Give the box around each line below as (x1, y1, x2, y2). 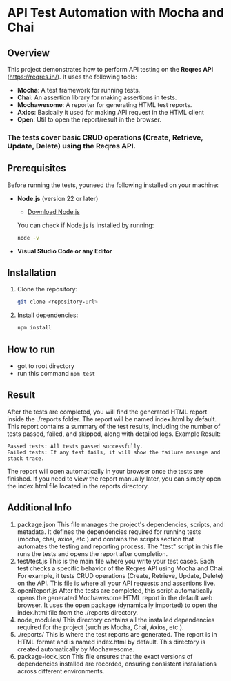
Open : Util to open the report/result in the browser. (17, 115, 162, 124)
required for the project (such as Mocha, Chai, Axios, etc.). (17, 623, 184, 631)
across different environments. (17, 666, 105, 675)
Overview (7, 47, 50, 59)
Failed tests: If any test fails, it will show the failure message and (7, 449, 221, 456)
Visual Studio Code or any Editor (17, 247, 112, 255)
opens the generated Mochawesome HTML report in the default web (17, 593, 213, 602)
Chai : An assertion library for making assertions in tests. (17, 93, 177, 102)
